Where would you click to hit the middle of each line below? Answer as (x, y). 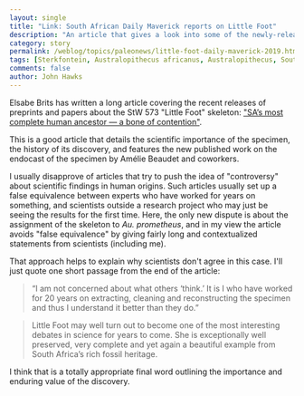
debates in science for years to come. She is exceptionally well (149, 334)
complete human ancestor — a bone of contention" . (106, 121)
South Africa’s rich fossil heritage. (95, 353)
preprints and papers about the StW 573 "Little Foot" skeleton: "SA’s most (146, 112)
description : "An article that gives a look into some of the (129, 34)
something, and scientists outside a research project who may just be (139, 205)
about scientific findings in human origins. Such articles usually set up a (143, 186)
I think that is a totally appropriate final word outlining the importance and (146, 372)
